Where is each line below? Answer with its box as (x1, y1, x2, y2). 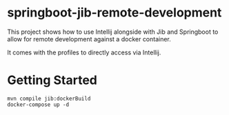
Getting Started (7, 72, 98, 88)
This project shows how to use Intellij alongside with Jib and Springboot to (7, 28, 219, 36)
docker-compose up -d (7, 101, 70, 108)
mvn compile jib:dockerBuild (7, 95, 91, 102)
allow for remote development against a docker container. (7, 34, 171, 43)
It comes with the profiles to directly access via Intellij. (7, 48, 161, 56)
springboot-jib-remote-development (7, 5, 222, 21)
